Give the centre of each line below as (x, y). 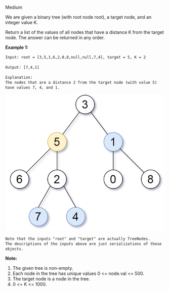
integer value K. (22, 22)
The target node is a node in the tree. (51, 279)
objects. (14, 249)
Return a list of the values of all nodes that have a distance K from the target (85, 32)
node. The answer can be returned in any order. (55, 38)
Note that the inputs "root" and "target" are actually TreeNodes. (78, 239)
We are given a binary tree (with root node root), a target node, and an (78, 17)
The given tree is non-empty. (43, 268)
